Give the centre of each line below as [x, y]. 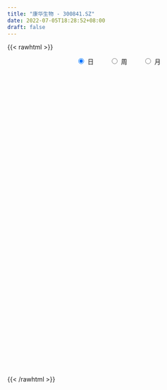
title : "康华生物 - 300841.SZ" [51, 14]
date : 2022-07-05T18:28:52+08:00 [56, 21]
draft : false [26, 27]
